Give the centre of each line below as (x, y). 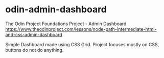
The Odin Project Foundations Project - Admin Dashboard (66, 24)
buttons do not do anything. (34, 50)
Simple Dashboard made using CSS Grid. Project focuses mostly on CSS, (82, 44)
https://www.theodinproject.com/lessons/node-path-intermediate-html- (81, 29)
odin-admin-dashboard (56, 9)
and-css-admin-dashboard (34, 34)
